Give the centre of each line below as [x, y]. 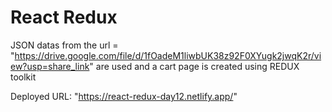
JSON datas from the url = [64, 45]
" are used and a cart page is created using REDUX [194, 66]
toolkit [23, 77]
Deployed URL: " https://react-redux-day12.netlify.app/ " [124, 96]
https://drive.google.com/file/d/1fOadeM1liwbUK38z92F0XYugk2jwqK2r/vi [168, 55]
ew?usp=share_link [50, 66]
